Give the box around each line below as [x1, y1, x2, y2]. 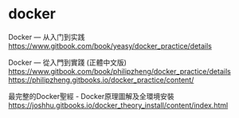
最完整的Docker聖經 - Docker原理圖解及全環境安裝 [8, 91, 174, 100]
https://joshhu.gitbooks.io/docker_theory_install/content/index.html [8, 100, 229, 110]
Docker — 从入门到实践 [8, 32, 85, 41]
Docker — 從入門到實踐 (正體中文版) [8, 57, 127, 67]
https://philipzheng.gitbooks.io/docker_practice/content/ [8, 75, 194, 85]
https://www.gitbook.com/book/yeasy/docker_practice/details [8, 41, 213, 50]
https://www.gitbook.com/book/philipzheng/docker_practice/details [8, 66, 231, 76]
